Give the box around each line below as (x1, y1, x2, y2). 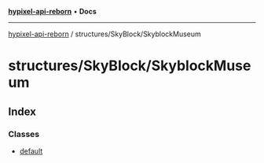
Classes (8, 128, 40, 139)
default (19, 146, 43, 156)
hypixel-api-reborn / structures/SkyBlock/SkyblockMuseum (8, 29, 202, 39)
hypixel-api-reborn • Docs (8, 7, 97, 16)
